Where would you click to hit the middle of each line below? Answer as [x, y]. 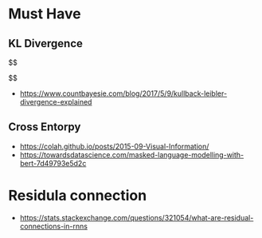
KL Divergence [46, 44]
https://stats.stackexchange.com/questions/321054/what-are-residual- [137, 217]
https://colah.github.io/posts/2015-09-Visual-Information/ [114, 146]
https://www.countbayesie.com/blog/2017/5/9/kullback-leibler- [123, 93]
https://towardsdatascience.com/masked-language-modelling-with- [132, 155]
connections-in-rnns [53, 226]
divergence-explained [56, 102]
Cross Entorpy [45, 127]
